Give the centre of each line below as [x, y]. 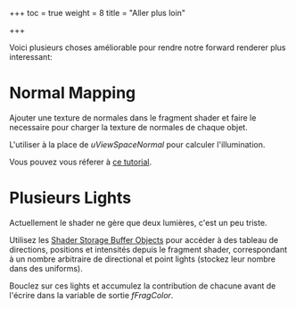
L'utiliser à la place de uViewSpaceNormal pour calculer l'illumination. [137, 144]
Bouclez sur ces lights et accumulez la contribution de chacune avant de [143, 286]
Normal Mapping [73, 93]
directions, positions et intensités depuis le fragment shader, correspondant [148, 249]
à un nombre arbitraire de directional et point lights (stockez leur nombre [143, 259]
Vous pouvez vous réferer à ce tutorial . [81, 162]
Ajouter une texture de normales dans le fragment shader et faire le [133, 117]
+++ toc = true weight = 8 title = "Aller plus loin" [97, 13]
